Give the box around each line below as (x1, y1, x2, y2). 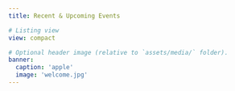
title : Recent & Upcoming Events (8, 11, 121, 20)
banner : (8, 56, 35, 64)
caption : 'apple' (15, 64, 74, 72)
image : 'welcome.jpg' (15, 71, 89, 79)
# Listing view (8, 26, 60, 35)
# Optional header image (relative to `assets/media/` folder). (8, 48, 229, 56)
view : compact (8, 34, 56, 42)
